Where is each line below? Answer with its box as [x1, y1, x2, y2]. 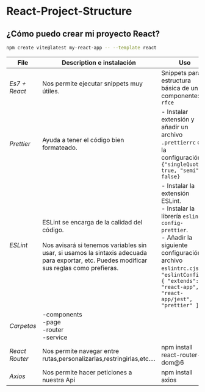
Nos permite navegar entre [42, 346, 119, 355]
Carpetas [9, 321, 37, 330]
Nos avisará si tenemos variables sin [42, 241, 147, 249]
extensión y [161, 115, 195, 123]
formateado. [42, 143, 77, 152]
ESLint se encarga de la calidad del [42, 218, 143, 226]
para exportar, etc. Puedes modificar [42, 256, 148, 265]
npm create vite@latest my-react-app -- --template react [6, 45, 157, 51]
